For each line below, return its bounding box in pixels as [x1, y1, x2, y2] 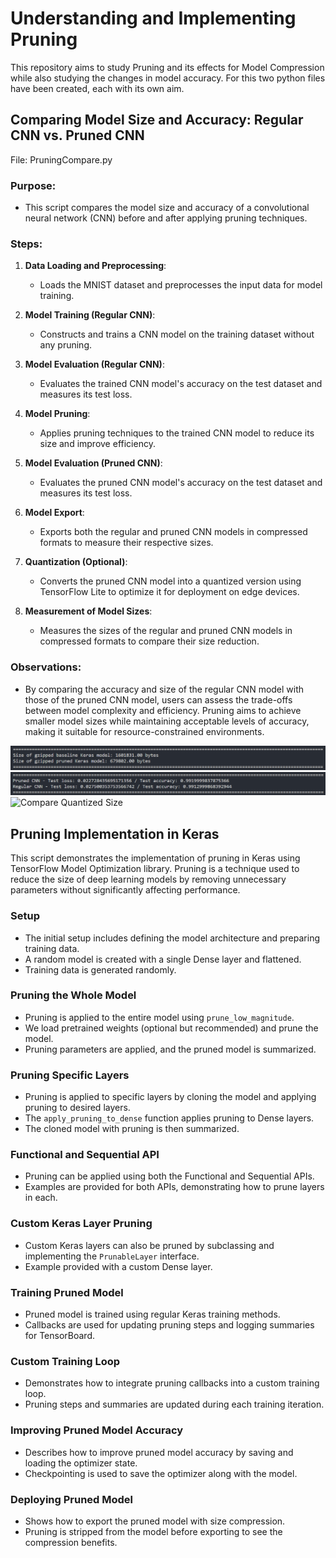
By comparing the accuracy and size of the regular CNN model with [24, 683, 305, 695]
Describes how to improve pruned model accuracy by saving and [24, 1446, 294, 1458]
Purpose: [10, 178, 57, 192]
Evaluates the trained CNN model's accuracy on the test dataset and [39, 378, 323, 390]
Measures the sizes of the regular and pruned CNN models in [39, 625, 293, 637]
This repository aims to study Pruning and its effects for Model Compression [10, 61, 325, 73]
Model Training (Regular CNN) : [24, 309, 156, 321]
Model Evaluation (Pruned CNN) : [24, 457, 163, 469]
